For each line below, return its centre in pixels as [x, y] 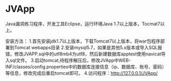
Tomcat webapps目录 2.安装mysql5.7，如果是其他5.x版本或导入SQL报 [88, 47]
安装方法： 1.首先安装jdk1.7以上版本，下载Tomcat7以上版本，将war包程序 [83, 41]
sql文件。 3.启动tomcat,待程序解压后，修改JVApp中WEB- [70, 60]
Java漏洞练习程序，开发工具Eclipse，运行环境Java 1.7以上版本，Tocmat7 [83, 24]
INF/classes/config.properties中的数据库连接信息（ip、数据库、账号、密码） [86, 67]
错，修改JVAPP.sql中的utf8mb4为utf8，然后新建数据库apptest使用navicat [83, 54]
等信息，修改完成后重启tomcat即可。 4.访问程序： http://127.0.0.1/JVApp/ [82, 73]
